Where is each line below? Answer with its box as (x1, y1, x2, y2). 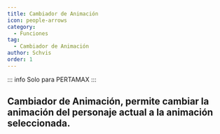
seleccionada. (7, 117, 71, 130)
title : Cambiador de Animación (7, 10, 99, 18)
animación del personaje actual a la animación (7, 107, 214, 119)
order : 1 (7, 56, 33, 63)
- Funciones (13, 29, 49, 37)
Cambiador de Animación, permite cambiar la (7, 95, 209, 107)
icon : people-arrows (7, 17, 68, 24)
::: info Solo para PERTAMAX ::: (7, 75, 97, 83)
